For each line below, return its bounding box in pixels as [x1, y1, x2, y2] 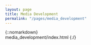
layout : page [5, 7, 32, 12]
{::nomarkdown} [5, 30, 38, 35]
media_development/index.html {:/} [5, 34, 76, 40]
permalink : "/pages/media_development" [5, 16, 87, 21]
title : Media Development [5, 12, 58, 16]
